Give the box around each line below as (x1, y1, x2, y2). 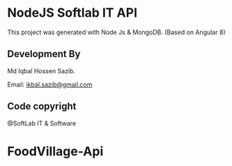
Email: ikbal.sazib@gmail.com (7, 80, 93, 89)
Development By (7, 48, 81, 60)
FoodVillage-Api (7, 143, 104, 159)
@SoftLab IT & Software (7, 119, 77, 127)
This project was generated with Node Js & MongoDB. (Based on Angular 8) (7, 28, 226, 36)
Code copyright (7, 100, 77, 112)
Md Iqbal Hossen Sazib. (7, 66, 75, 75)
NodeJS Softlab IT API (7, 5, 138, 21)
